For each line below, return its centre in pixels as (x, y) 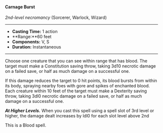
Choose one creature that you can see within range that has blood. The (76, 61)
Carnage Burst (20, 7)
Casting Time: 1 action (35, 32)
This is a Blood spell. (26, 125)
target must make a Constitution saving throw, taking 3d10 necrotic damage (81, 66)
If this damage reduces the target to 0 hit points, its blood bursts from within (81, 81)
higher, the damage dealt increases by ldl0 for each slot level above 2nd (77, 116)
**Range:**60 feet (32, 37)
